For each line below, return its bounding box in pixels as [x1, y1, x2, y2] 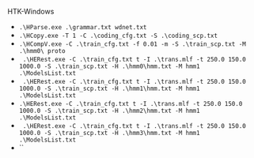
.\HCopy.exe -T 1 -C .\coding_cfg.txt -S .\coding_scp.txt [18, 32, 218, 39]
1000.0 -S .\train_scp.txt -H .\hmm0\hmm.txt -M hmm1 [18, 62, 200, 70]
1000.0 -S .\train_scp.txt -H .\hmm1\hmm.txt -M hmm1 [18, 85, 200, 92]
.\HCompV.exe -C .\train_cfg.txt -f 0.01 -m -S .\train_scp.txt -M [18, 40, 246, 48]
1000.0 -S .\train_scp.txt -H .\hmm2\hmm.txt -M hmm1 [18, 107, 200, 115]
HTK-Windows [7, 7, 55, 16]
